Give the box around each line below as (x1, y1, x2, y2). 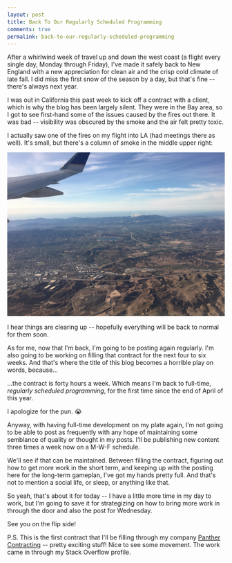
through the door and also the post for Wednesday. (7, 506, 153, 515)
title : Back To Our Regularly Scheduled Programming (7, 18, 162, 26)
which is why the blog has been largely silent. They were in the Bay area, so (7, 103, 223, 111)
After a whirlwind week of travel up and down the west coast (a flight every (7, 53, 221, 62)
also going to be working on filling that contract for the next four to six (7, 351, 206, 359)
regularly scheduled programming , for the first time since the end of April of (7, 386, 224, 395)
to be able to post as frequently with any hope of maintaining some (7, 428, 198, 436)
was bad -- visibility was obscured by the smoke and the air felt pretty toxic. (7, 118, 224, 126)
